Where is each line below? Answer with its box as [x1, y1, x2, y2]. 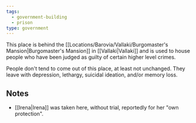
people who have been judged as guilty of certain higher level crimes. [6, 54, 176, 61]
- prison [11, 19, 33, 25]
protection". [14, 110, 44, 118]
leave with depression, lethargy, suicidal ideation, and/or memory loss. [6, 71, 178, 78]
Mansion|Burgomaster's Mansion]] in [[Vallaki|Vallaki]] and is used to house [6, 48, 191, 55]
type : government [6, 25, 49, 31]
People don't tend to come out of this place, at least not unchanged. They [6, 65, 185, 72]
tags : [6, 8, 19, 15]
